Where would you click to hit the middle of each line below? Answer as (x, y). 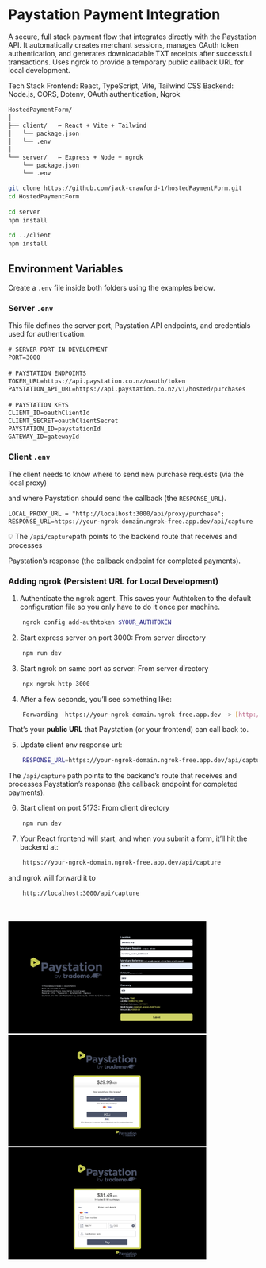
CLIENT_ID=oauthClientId (49, 413)
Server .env (31, 308)
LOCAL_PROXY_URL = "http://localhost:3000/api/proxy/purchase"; (116, 514)
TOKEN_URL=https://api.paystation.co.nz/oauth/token (97, 382)
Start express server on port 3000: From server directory (112, 638)
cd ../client (30, 236)
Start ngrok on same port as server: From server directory (114, 668)
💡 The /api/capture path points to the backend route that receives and (123, 536)
